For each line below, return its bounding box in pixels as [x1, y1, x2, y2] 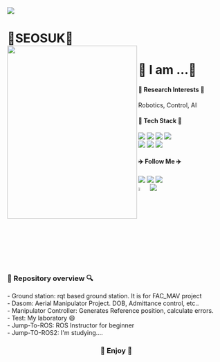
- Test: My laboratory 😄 [7, 314, 76, 322]
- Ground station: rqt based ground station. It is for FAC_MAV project [7, 291, 202, 300]
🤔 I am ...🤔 [138, 62, 197, 78]
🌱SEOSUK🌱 [7, 30, 74, 46]
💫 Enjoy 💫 [100, 345, 133, 355]
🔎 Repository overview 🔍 [7, 273, 93, 283]
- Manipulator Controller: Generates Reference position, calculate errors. [7, 306, 214, 314]
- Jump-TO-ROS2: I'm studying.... [7, 328, 104, 336]
